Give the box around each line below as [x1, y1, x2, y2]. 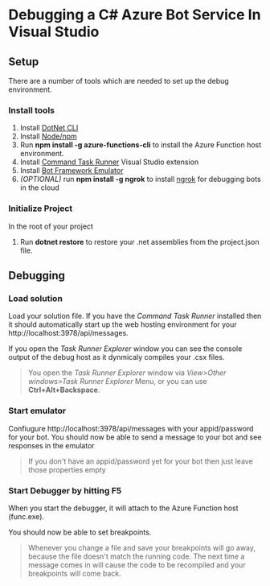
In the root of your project [8, 221, 94, 231]
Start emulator [8, 405, 67, 416]
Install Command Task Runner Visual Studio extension [19, 157, 199, 167]
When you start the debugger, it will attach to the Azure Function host [8, 503, 239, 513]
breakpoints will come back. [27, 568, 122, 578]
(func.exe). [8, 511, 45, 521]
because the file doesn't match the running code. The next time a [27, 551, 245, 561]
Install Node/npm [19, 131, 78, 142]
